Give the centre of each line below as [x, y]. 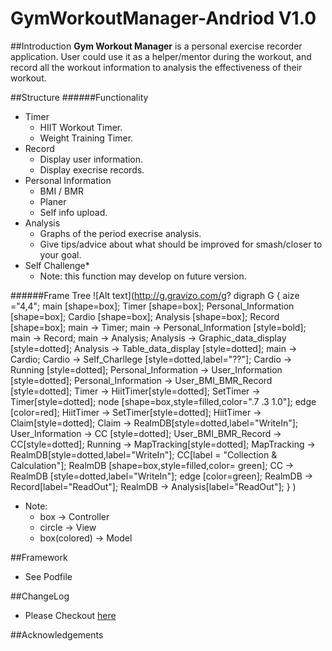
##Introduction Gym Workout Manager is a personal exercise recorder [156, 46]
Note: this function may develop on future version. [143, 276]
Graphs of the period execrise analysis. [120, 233]
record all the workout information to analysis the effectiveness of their [156, 67]
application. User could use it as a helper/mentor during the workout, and [161, 56]
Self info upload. [73, 212]
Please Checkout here [70, 615]
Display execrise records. [92, 169]
